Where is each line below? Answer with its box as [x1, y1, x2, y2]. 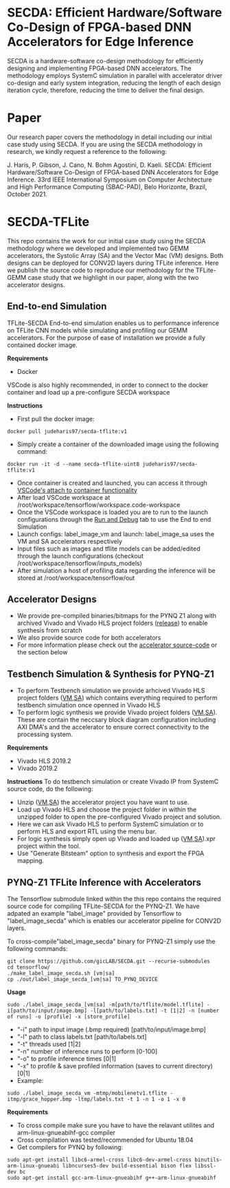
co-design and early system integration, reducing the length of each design [7, 78, 221, 87]
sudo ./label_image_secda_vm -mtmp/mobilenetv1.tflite [7, 1090, 168, 1097]
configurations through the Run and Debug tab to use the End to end [16, 515, 211, 523]
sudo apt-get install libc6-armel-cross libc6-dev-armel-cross [7, 1156, 192, 1163]
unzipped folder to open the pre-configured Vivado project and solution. [16, 813, 222, 821]
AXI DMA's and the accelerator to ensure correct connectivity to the [16, 723, 209, 731]
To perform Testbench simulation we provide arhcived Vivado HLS [16, 686, 205, 695]
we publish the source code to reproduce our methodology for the [7, 266, 194, 274]
